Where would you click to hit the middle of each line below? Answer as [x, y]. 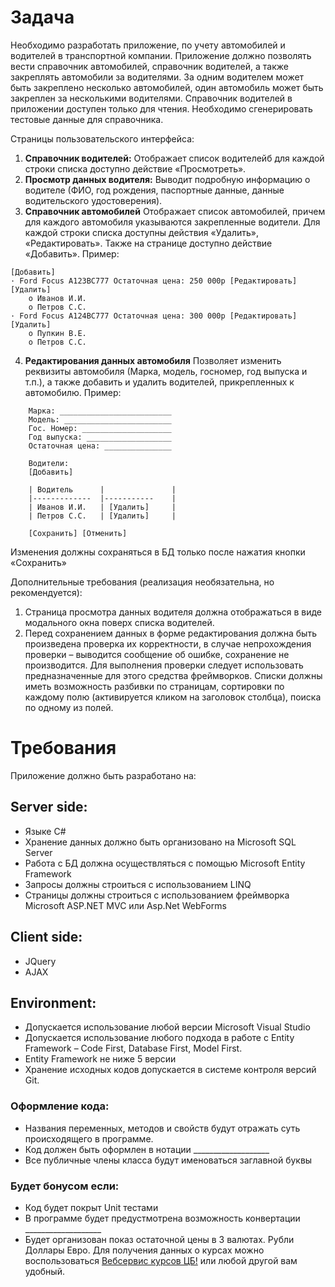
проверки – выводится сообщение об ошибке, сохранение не [157, 654]
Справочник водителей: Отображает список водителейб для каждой [174, 158]
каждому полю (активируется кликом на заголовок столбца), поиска [173, 697]
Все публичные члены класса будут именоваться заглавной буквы [168, 1160]
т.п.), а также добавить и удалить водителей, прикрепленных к [159, 382]
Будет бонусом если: [65, 1186]
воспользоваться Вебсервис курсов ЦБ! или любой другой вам [161, 1260]
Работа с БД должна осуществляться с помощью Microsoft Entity [165, 863]
